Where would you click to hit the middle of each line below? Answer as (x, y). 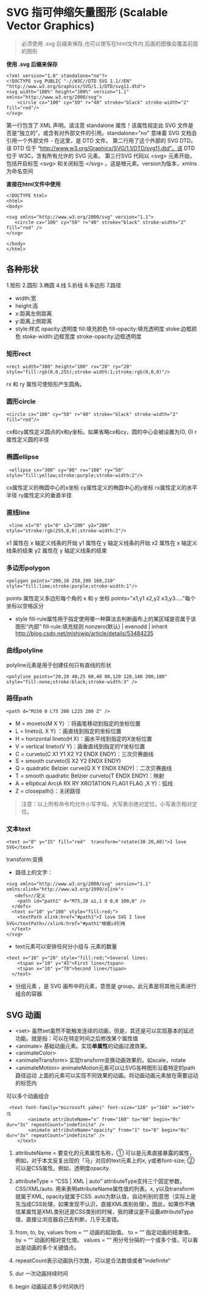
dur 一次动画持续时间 (41, 1273)
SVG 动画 (24, 1015)
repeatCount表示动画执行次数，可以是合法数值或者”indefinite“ (93, 1260)
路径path (19, 698)
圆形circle (21, 401)
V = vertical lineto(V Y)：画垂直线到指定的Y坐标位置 (80, 746)
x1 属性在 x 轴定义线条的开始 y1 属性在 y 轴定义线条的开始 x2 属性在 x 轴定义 (102, 543)
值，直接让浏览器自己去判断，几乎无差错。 (69, 1219)
